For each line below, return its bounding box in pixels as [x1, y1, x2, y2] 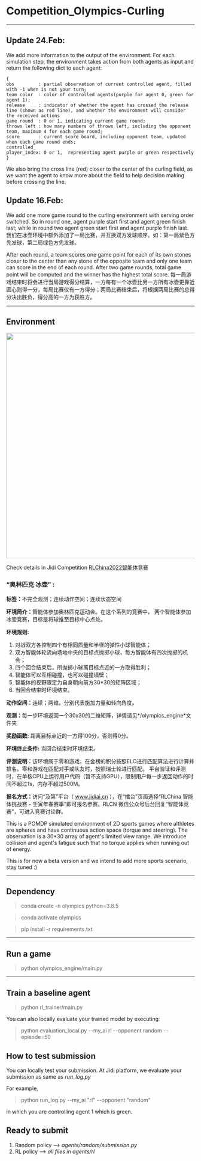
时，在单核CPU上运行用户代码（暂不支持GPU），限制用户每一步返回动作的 [6, 772, 188, 779]
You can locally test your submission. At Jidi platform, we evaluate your [6, 1067, 182, 1074]
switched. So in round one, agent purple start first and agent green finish [6, 218, 186, 225]
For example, [6, 1085, 39, 1092]
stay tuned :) [6, 864, 38, 871]
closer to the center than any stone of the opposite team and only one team [6, 257, 193, 264]
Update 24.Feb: [6, 35, 65, 46]
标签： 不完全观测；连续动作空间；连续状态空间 [6, 595, 121, 602]
